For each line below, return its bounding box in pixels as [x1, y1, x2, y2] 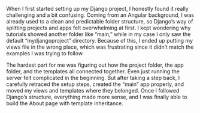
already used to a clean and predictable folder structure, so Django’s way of [6, 18, 193, 25]
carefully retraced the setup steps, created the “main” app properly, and [6, 81, 184, 88]
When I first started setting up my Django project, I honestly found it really [6, 5, 189, 12]
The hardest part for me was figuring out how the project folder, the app [6, 61, 184, 69]
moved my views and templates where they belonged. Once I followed [6, 87, 180, 94]
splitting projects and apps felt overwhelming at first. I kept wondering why [6, 24, 191, 31]
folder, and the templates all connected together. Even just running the [6, 68, 180, 75]
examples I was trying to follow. [6, 50, 84, 56]
